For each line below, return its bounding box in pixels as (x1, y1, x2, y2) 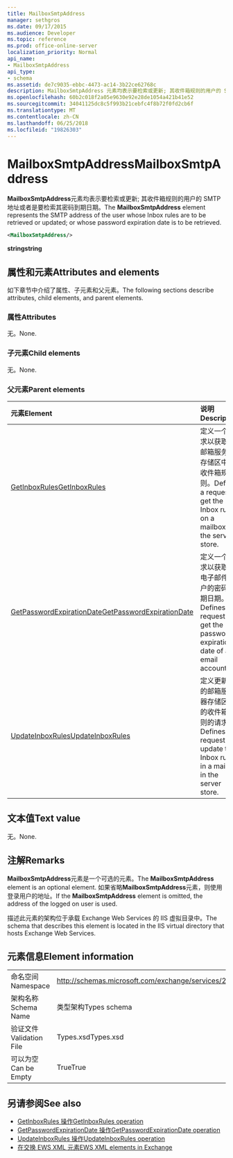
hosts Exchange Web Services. (7, 928, 96, 937)
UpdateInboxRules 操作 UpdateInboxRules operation (17, 1134, 165, 1143)
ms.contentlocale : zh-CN (7, 113, 79, 120)
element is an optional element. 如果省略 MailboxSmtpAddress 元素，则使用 (7, 883, 223, 891)
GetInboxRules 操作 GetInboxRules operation (17, 1117, 144, 1125)
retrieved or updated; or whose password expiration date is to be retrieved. (7, 218, 222, 227)
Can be (10, 1064, 35, 1073)
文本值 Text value (7, 813, 81, 824)
